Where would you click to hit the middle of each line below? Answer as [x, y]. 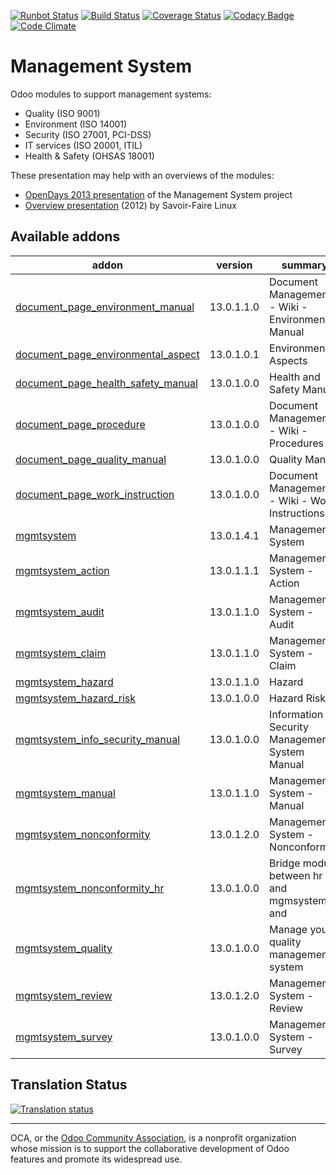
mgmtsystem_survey [64, 1037]
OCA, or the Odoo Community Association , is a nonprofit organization [153, 1137]
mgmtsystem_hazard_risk [75, 698]
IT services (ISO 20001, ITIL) [83, 145]
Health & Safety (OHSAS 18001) [89, 156]
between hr [296, 875]
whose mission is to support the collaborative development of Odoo [150, 1148]
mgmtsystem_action [62, 570]
